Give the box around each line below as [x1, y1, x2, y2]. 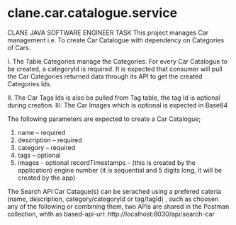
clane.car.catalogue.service [7, 5, 178, 21]
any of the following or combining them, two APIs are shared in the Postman [7, 202, 230, 210]
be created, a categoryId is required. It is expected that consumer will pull [7, 64, 223, 73]
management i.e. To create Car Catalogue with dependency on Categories [7, 35, 225, 44]
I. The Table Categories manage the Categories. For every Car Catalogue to [7, 57, 228, 65]
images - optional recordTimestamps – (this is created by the [17, 158, 196, 167]
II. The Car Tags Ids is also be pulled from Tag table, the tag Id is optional [7, 93, 220, 102]
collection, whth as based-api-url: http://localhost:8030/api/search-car [7, 209, 215, 218]
